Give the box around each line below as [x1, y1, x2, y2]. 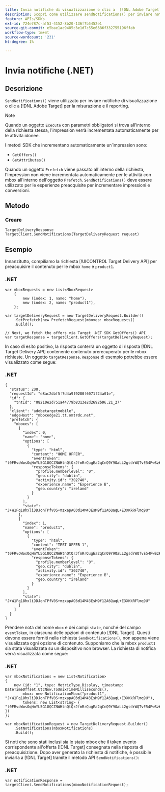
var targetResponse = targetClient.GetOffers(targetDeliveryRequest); [5, 335, 153, 339]
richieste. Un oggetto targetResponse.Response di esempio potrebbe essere [5, 354, 158, 360]
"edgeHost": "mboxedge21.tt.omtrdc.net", [9, 413, 96, 417]
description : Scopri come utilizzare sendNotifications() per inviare [5, 12, 153, 17]
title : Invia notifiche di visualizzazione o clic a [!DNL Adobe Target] [5, 7, 162, 12]
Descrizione [5, 84, 43, 93]
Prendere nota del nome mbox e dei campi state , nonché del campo [5, 624, 141, 630]
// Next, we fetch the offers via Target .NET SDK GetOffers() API [5, 330, 146, 336]
